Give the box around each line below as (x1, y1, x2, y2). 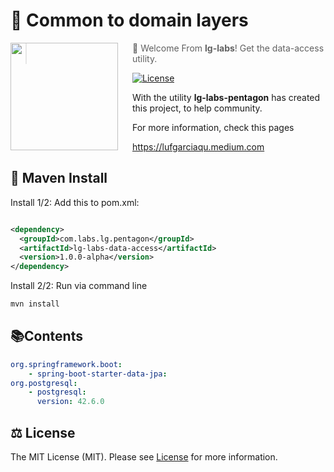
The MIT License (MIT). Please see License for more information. (10, 451, 278, 463)
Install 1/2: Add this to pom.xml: (10, 196, 140, 208)
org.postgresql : (10, 378, 78, 388)
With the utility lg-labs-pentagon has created (132, 91, 321, 103)
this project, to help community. (132, 102, 263, 114)
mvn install (10, 299, 60, 309)
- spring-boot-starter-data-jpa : (28, 369, 168, 379)
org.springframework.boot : (10, 359, 123, 369)
